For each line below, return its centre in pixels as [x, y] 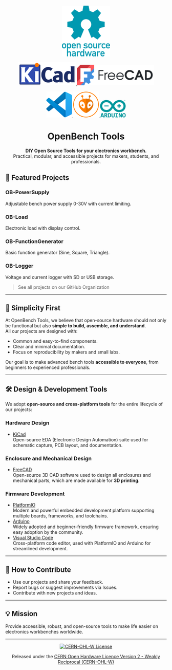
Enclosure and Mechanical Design [49, 458]
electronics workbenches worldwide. [44, 631]
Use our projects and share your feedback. [58, 582]
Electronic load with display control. [43, 228]
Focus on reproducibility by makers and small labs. [66, 352]
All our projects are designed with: [41, 331]
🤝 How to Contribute [38, 570]
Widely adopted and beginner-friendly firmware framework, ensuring [85, 527]
